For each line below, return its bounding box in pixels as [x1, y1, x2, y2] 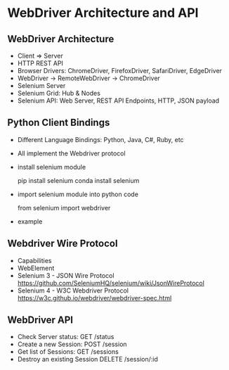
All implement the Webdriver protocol [17, 149, 126, 158]
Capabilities [17, 256, 52, 264]
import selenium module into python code [17, 190, 139, 198]
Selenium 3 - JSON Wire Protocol [17, 271, 115, 279]
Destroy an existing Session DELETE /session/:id [17, 355, 158, 364]
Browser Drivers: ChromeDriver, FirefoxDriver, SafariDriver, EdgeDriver [17, 67, 223, 75]
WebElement [17, 264, 55, 272]
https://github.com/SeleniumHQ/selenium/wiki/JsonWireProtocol [17, 279, 205, 287]
